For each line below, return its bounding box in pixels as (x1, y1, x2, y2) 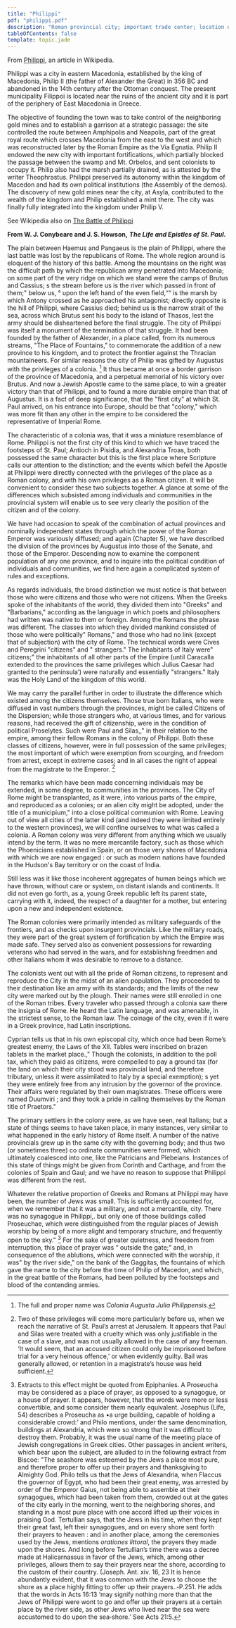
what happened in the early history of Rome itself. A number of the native (7, 1131, 220, 1140)
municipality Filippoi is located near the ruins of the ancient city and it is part (7, 92, 228, 101)
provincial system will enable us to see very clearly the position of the (7, 498, 209, 507)
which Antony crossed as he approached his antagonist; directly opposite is (7, 297, 227, 305)
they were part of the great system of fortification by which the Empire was (7, 933, 225, 941)
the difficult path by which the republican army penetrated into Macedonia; (7, 266, 224, 275)
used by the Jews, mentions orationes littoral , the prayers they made (17, 1538, 217, 1546)
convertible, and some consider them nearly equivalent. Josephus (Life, (17, 1403, 226, 1412)
